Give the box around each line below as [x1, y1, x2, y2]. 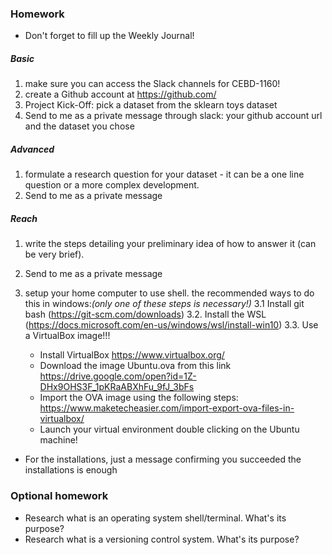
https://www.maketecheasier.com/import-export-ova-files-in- [39, 402, 295, 414]
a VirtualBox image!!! [24, 330, 111, 342]
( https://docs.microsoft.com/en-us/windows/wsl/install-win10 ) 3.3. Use [24, 319, 319, 331]
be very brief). [24, 248, 85, 261]
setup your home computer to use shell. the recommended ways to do [24, 287, 315, 299]
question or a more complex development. [24, 179, 200, 191]
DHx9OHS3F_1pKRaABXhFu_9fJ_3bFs [39, 381, 195, 393]
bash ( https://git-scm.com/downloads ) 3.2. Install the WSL [24, 308, 267, 321]
